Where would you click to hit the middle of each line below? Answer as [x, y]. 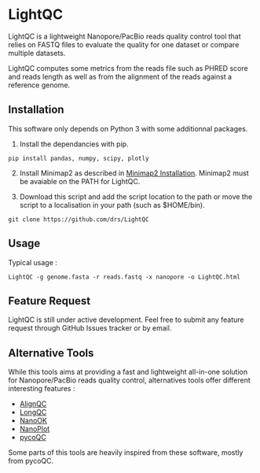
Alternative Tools [51, 353]
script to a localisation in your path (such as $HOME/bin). [112, 205]
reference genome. [39, 85]
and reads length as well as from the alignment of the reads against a [120, 76]
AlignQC [33, 404]
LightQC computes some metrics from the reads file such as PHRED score [128, 68]
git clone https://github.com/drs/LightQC [79, 219]
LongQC [33, 412]
